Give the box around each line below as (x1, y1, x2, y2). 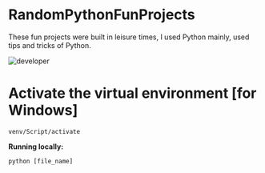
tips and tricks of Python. (8, 40, 91, 50)
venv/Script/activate (8, 127, 81, 135)
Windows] (8, 102, 78, 119)
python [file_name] (8, 157, 74, 165)
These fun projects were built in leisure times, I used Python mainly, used (8, 32, 250, 42)
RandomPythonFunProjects (8, 6, 196, 24)
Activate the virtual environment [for (8, 84, 257, 103)
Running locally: (8, 142, 64, 151)
